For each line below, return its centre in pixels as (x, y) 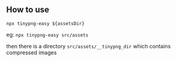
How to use (28, 10)
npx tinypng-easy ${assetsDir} (45, 23)
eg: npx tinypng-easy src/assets (48, 35)
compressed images (32, 52)
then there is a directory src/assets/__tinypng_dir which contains (88, 46)
